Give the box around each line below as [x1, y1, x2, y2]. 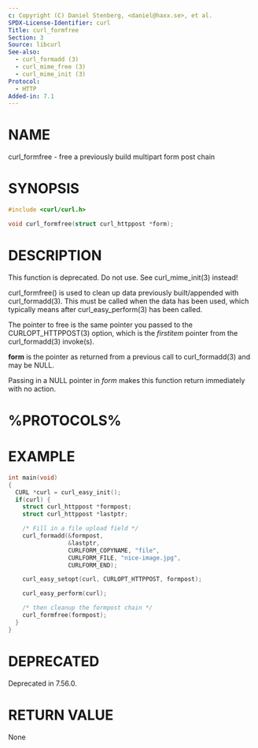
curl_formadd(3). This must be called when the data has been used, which [8, 296, 249, 306]
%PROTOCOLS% [8, 411, 122, 430]
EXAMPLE [8, 448, 76, 466]
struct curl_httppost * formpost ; [22, 503, 132, 511]
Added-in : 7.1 [8, 92, 55, 100]
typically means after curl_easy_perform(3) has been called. [8, 304, 203, 314]
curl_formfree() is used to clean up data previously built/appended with [8, 288, 239, 297]
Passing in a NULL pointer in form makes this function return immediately [8, 375, 245, 385]
